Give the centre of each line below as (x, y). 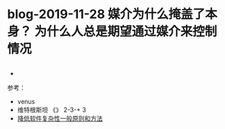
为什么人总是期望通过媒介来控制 (126, 32)
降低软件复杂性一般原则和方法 (60, 118)
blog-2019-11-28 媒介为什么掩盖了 (106, 14)
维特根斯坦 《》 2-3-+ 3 (52, 110)
